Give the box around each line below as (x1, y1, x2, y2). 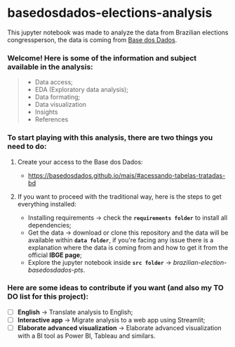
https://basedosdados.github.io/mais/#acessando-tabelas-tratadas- (27, 171, 226, 180)
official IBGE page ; (27, 251, 82, 259)
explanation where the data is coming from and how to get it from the (27, 243, 229, 251)
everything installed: (17, 199, 77, 208)
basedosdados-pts (27, 266, 83, 274)
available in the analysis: (7, 62, 93, 72)
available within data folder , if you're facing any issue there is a (27, 235, 214, 244)
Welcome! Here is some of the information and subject (7, 53, 197, 63)
